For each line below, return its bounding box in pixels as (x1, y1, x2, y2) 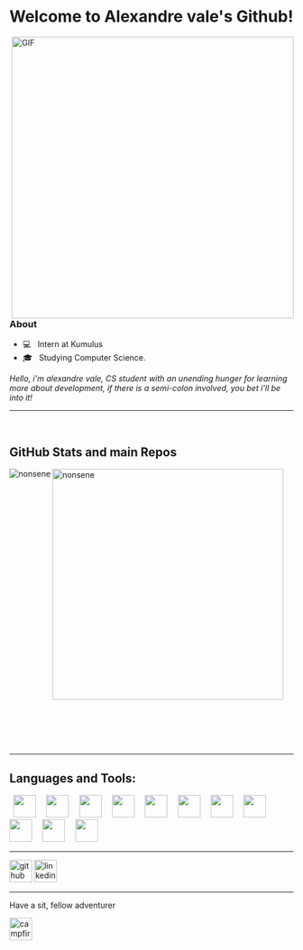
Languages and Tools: (9, 771, 137, 786)
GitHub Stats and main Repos (9, 444, 178, 460)
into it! (9, 392, 33, 403)
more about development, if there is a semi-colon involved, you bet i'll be (9, 383, 281, 394)
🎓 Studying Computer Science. (22, 352, 146, 363)
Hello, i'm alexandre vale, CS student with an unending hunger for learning (9, 373, 288, 384)
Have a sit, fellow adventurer (9, 900, 115, 910)
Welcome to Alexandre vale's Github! (9, 6, 294, 27)
